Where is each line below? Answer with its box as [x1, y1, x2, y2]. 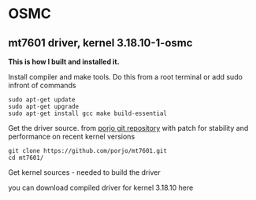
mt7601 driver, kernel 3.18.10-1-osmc [8, 36, 193, 50]
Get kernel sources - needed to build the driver [8, 168, 161, 177]
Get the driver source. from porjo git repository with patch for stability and [8, 124, 249, 132]
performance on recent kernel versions [8, 131, 135, 141]
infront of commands [8, 80, 76, 90]
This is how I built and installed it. [8, 57, 120, 66]
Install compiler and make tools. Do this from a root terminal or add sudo [8, 72, 243, 81]
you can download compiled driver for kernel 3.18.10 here [8, 183, 194, 192]
